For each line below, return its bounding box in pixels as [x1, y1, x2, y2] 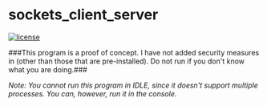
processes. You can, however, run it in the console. [8, 88, 177, 98]
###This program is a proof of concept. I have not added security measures [8, 47, 260, 57]
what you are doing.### [8, 64, 88, 74]
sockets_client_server [8, 6, 159, 24]
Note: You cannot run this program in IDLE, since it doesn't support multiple [8, 80, 259, 90]
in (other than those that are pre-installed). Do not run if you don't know [8, 56, 245, 66]
